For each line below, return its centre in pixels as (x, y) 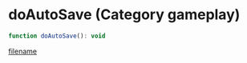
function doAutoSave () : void (57, 36)
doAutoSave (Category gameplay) (124, 15)
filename (23, 51)
